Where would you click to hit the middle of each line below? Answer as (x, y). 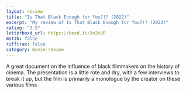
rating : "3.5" (23, 28)
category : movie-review (35, 50)
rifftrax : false (26, 44)
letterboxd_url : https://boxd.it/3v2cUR (56, 33)
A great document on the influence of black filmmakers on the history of (93, 66)
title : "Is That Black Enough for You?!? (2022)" (68, 17)
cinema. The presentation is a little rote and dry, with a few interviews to (93, 72)
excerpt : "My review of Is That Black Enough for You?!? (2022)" (87, 22)
